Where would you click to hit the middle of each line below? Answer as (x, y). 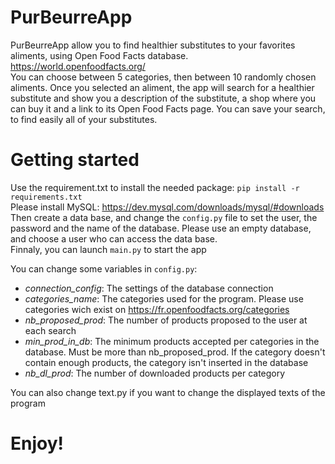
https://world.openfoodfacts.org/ (78, 66)
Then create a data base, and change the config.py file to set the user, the (164, 217)
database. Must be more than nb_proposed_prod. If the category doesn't (175, 352)
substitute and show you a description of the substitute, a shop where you (163, 98)
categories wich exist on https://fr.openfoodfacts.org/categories (157, 309)
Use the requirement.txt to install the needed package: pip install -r (155, 187)
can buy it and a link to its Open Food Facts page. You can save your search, (168, 108)
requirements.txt (46, 197)
